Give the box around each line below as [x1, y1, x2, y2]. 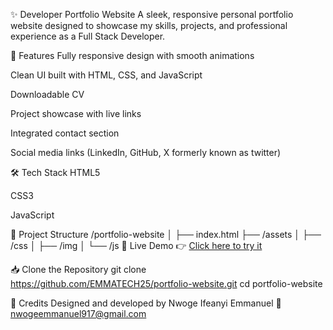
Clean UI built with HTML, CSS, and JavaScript [10, 69, 203, 81]
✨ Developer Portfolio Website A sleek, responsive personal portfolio [10, 9, 294, 20]
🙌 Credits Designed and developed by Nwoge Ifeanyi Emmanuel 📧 [10, 297, 282, 309]
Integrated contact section [10, 127, 120, 139]
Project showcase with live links [10, 108, 142, 119]
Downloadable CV [10, 89, 85, 100]
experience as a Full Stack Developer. [10, 30, 166, 42]
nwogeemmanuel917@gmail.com [10, 308, 147, 319]
